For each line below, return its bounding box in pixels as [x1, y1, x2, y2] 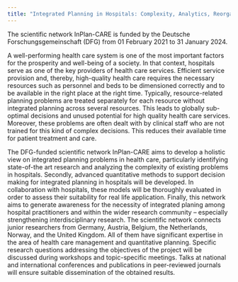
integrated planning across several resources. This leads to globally [7, 103, 205, 112]
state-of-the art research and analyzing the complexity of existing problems [7, 162, 229, 171]
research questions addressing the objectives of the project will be [7, 245, 202, 254]
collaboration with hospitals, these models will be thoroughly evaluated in [7, 185, 222, 193]
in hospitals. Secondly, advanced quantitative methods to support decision [7, 170, 225, 179]
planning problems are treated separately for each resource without [7, 96, 205, 105]
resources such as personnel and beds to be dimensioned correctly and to [7, 81, 225, 89]
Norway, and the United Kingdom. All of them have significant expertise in [7, 230, 223, 239]
